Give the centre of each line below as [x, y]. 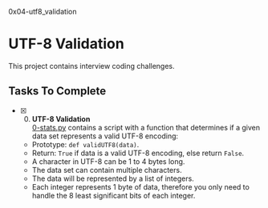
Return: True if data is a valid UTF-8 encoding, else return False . [138, 153]
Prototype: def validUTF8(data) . [85, 144]
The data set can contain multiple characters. [107, 170]
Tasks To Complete [57, 91]
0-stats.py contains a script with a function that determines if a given [146, 127]
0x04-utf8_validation [43, 12]
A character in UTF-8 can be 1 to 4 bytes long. [108, 161]
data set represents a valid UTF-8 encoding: [105, 136]
